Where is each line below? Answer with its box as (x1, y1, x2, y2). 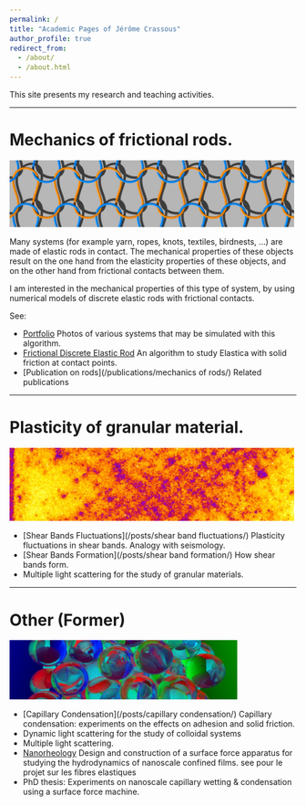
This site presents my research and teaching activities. (9, 89, 214, 99)
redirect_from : (9, 44, 67, 53)
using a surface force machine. (22, 786, 140, 798)
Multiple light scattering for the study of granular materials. (22, 569, 244, 580)
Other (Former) (9, 610, 126, 630)
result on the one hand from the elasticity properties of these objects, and (9, 256, 287, 267)
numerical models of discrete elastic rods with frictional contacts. (9, 293, 255, 304)
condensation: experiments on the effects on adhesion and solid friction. (22, 718, 296, 729)
